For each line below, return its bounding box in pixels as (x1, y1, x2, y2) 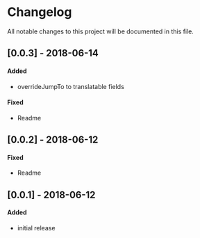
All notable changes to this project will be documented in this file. (7, 27, 194, 35)
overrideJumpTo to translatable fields (17, 82, 125, 90)
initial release (17, 223, 56, 232)
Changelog (7, 4, 72, 20)
